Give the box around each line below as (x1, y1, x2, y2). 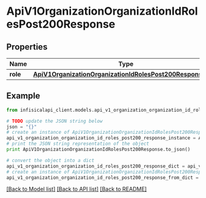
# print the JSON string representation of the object (6, 141, 150, 147)
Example (6, 90, 40, 101)
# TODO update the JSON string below (6, 118, 103, 124)
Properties (6, 42, 48, 52)
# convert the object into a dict (6, 157, 95, 163)
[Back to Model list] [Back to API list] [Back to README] (6, 185, 147, 193)
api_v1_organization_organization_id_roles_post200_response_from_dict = (6, 174, 199, 181)
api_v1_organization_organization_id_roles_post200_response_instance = (6, 135, 196, 141)
